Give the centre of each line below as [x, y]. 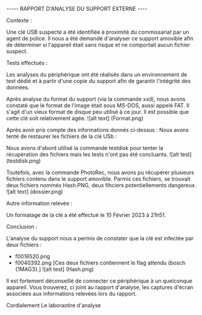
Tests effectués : [27, 63]
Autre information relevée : [39, 203]
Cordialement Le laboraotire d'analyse [54, 305]
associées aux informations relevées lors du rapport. [71, 294]
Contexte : [19, 20]
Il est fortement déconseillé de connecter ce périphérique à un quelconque [99, 281]
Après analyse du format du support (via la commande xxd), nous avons [96, 99]
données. [18, 87]
